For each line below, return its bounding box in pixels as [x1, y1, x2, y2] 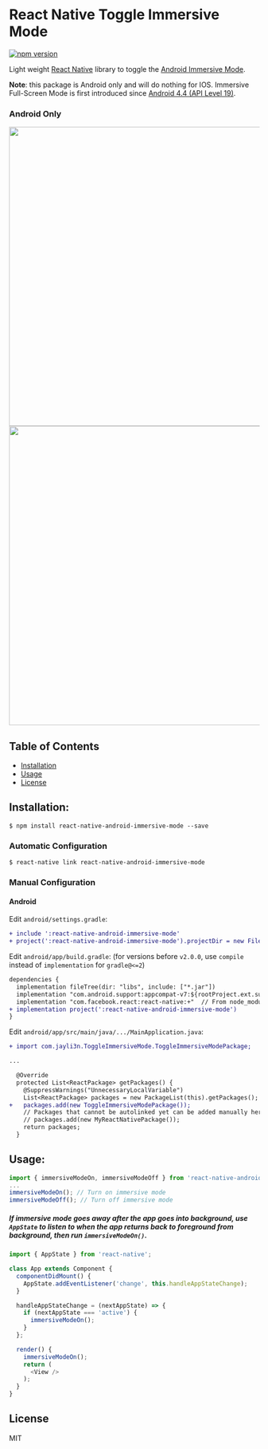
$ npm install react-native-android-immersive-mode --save [9, 822, 209, 830]
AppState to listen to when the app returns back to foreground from [9, 1222, 234, 1231]
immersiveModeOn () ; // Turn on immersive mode [9, 1189, 166, 1197]
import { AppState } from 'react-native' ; [9, 1250, 152, 1258]
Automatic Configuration [9, 840, 108, 851]
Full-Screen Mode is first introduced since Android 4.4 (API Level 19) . [9, 88, 236, 97]
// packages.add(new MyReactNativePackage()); [23, 1115, 181, 1124]
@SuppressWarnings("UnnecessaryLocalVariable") [23, 1086, 184, 1094]
